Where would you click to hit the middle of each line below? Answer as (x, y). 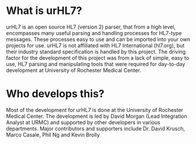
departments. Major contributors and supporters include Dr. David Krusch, (96, 128)
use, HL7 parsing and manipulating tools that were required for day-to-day (96, 64)
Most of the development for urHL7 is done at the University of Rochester (94, 110)
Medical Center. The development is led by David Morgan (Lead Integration (97, 116)
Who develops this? (55, 94)
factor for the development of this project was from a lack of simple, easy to (98, 58)
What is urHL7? (44, 11)
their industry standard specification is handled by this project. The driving (96, 51)
